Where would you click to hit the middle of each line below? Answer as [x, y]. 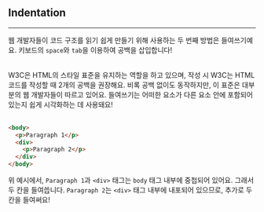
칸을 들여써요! [29, 200]
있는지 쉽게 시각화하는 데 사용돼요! [60, 104]
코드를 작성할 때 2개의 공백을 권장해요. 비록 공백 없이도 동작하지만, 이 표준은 [125, 85]
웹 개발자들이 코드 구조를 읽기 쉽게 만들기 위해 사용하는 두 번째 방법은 [114, 40]
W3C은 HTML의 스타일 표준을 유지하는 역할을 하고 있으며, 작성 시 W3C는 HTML [132, 75]
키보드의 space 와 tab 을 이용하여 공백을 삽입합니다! [95, 49]
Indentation [37, 13]
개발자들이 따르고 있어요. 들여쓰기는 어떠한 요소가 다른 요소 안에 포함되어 [142, 94]
